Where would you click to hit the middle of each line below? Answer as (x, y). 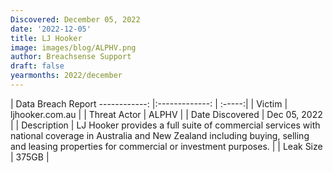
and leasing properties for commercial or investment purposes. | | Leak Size (166, 146)
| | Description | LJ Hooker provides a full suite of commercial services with (165, 125)
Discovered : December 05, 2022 (75, 19)
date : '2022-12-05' (51, 29)
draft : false (37, 66)
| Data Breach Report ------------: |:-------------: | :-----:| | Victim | (149, 103)
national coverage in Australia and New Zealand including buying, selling (160, 135)
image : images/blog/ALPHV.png (73, 47)
